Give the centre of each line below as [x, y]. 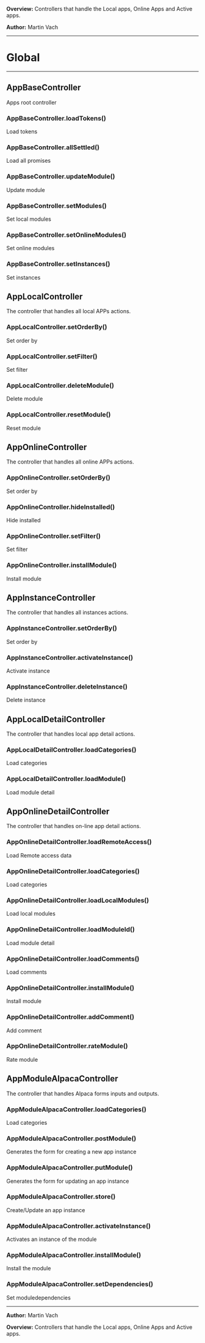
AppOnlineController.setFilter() [53, 536]
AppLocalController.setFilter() [52, 356]
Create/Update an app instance [46, 1210]
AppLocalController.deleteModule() [60, 385]
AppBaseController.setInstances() [58, 264]
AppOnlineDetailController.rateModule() [67, 1046]
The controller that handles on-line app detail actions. [74, 826]
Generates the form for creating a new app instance [71, 1152]
